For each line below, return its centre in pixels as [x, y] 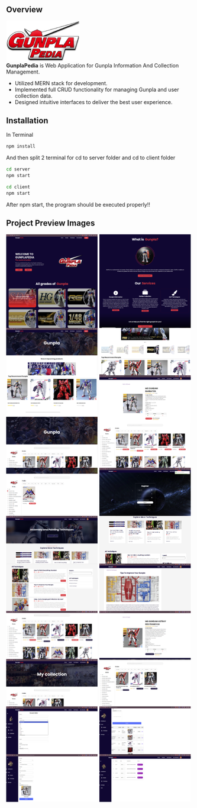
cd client [18, 187]
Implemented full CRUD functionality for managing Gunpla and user [97, 89]
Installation [27, 120]
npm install [21, 147]
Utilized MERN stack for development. [61, 83]
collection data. [33, 96]
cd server [18, 169]
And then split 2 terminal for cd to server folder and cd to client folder [91, 158]
